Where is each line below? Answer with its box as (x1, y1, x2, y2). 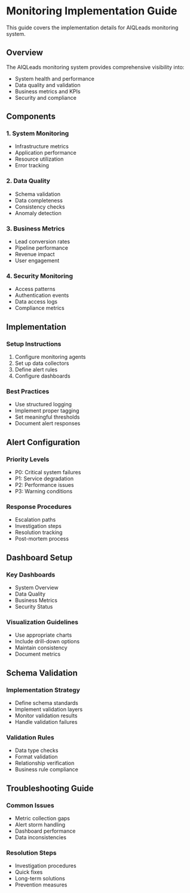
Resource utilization (14, 155, 64, 162)
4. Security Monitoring (6, 272, 73, 280)
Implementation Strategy (6, 686, 81, 694)
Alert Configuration (6, 437, 81, 447)
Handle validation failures (14, 718, 78, 725)
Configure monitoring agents (14, 354, 86, 361)
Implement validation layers (14, 705, 83, 713)
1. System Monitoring (6, 130, 69, 138)
